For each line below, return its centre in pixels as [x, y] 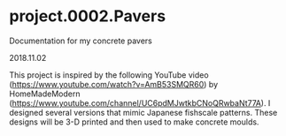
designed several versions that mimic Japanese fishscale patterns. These [143, 112]
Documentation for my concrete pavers [81, 41]
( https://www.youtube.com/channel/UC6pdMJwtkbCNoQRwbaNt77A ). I [140, 102]
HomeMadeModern [45, 94]
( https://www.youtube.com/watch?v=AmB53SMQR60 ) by [114, 84]
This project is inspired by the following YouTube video [109, 75]
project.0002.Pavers [88, 16]
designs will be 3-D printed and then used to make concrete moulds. [134, 122]
